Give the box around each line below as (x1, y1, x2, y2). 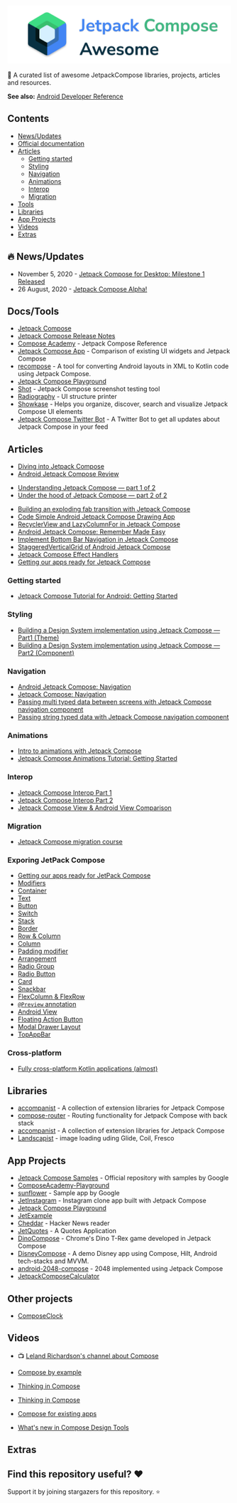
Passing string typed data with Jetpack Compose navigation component (17, 713, 229, 722)
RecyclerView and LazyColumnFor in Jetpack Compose (17, 520, 181, 529)
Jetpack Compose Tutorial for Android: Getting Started (17, 592, 178, 600)
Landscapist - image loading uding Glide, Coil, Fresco (17, 1134, 175, 1143)
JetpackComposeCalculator (17, 1272, 100, 1281)
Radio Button (17, 969, 56, 978)
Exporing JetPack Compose (7, 855, 105, 865)
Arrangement (17, 955, 57, 963)
